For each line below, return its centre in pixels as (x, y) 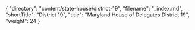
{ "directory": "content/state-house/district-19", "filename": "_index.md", (94, 9)
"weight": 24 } (23, 21)
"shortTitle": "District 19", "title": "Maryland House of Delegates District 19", (97, 15)
